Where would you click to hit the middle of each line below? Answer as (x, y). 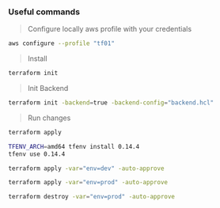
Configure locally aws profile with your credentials (110, 29)
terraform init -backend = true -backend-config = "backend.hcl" (111, 103)
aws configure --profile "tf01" (61, 43)
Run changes (49, 118)
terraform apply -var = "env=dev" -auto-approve (86, 168)
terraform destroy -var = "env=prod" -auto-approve (92, 197)
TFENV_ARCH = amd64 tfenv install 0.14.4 (74, 146)
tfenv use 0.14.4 (37, 154)
